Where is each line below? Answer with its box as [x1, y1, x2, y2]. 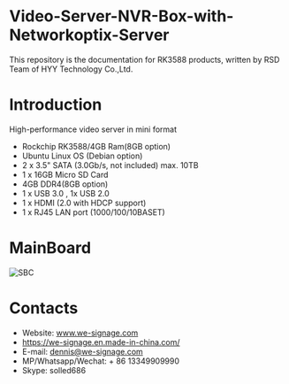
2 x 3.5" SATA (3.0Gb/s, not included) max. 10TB [21, 159, 199, 170]
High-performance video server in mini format [9, 124, 178, 134]
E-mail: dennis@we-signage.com [21, 346, 143, 357]
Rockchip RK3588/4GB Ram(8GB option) [21, 141, 171, 151]
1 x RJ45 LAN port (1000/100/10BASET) [21, 206, 165, 218]
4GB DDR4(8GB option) [21, 179, 109, 189]
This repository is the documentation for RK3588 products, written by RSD [9, 54, 280, 65]
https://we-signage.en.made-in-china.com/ [21, 336, 180, 347]
